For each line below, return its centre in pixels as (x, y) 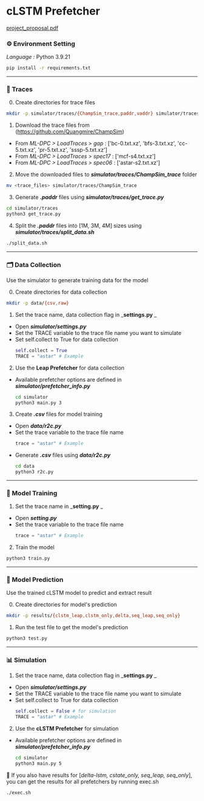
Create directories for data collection (61, 292)
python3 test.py (27, 638)
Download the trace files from (52, 125)
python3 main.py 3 (38, 403)
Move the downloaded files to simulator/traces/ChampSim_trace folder (106, 175)
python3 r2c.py (34, 472)
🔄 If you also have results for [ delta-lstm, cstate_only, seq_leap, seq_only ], (99, 775)
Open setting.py (36, 518)
